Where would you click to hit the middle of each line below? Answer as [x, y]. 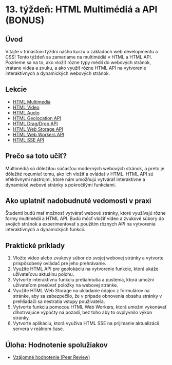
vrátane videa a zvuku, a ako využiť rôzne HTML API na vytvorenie [76, 68]
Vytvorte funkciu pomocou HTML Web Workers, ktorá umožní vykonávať [90, 307]
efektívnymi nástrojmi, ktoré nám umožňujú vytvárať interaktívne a [75, 179]
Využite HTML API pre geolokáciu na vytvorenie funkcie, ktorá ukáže [85, 269]
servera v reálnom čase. [38, 329]
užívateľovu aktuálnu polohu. [43, 274]
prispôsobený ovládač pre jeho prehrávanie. [59, 263]
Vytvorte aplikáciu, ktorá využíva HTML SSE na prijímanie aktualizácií [86, 323]
